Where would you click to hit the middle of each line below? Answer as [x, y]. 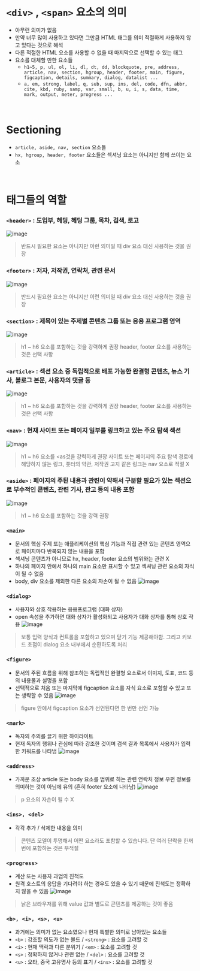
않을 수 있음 [35, 891]
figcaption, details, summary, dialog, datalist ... [91, 78]
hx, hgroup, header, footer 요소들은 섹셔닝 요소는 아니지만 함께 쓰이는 [100, 155]
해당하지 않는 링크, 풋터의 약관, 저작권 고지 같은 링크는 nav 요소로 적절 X [105, 464]
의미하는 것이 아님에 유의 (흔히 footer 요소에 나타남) [75, 787]
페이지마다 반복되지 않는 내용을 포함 [63, 551]
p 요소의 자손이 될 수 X [47, 800]
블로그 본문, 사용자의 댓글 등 [53, 380]
